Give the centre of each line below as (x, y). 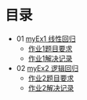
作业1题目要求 (50, 48)
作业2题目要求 (51, 78)
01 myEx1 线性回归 (46, 39)
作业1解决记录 (50, 58)
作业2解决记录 (51, 87)
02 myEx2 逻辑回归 (47, 68)
